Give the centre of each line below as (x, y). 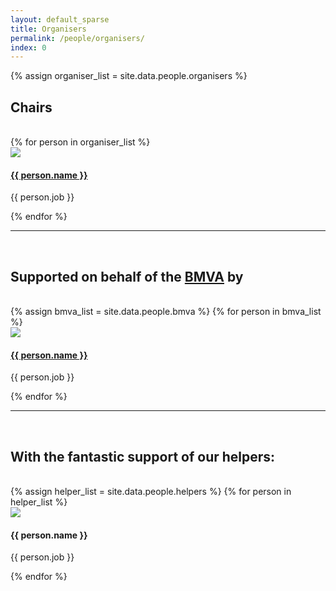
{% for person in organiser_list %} (80, 142)
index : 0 (28, 47)
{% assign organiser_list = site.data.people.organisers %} (129, 76)
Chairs (31, 107)
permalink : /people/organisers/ (77, 38)
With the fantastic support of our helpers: (143, 456)
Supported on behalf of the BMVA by (127, 276)
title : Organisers (48, 29)
